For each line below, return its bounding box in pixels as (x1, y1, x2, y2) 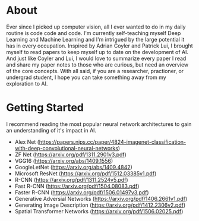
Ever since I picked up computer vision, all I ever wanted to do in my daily (6, 23, 186, 30)
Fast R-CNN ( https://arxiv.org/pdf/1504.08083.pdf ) (14, 182, 140, 190)
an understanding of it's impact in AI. (6, 127, 97, 134)
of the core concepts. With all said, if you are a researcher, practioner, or (6, 67, 184, 74)
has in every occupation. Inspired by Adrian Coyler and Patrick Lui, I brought (6, 42, 193, 49)
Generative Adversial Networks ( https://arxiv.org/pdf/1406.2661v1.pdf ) (14, 195, 188, 202)
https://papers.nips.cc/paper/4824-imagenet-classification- (39, 138, 186, 146)
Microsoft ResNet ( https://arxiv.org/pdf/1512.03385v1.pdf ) (14, 170, 157, 177)
